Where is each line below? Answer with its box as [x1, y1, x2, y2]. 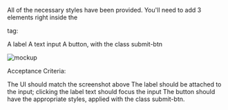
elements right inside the [7, 13, 78, 21]
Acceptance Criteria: [7, 67, 66, 75]
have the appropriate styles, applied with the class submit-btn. [7, 95, 185, 103]
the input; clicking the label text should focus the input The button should [7, 88, 216, 95]
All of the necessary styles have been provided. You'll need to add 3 [7, 6, 202, 14]
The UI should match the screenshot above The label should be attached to [7, 80, 222, 89]
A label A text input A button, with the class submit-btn [7, 40, 163, 48]
